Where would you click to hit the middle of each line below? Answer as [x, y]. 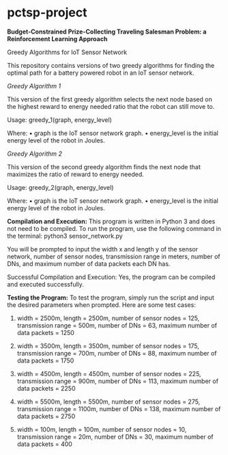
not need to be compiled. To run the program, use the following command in [114, 228]
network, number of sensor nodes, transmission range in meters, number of [114, 256]
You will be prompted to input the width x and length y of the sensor [103, 249]
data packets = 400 [45, 444]
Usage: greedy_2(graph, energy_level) [60, 187]
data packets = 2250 [46, 388]
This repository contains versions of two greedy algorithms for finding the [111, 65]
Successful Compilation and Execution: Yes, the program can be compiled [111, 277]
